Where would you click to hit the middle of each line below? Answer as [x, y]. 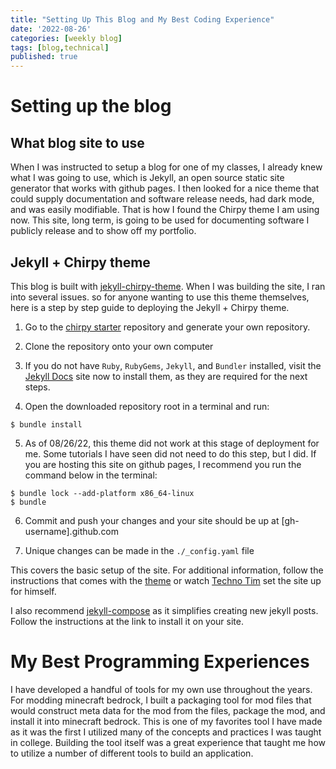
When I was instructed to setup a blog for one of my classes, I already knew [166, 167]
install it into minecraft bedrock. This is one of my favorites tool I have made [166, 721]
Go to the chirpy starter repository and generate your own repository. [167, 327]
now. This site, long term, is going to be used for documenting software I [160, 220]
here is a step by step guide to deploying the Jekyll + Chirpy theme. [150, 307]
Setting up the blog [91, 106]
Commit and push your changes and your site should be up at [152, 520]
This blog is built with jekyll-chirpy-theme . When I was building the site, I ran [168, 286]
